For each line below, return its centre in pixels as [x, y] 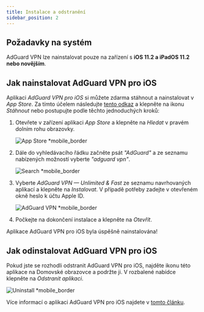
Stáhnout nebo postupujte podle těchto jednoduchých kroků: [83, 111]
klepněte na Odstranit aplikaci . [45, 278]
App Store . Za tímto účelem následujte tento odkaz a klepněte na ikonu [95, 104]
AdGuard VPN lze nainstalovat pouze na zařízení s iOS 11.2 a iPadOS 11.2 [98, 57]
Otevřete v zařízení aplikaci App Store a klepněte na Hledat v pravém [102, 122]
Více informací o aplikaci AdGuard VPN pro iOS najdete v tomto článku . [96, 302]
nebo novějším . [26, 64]
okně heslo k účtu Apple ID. [50, 196]
